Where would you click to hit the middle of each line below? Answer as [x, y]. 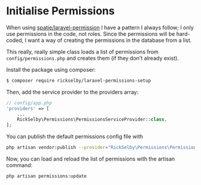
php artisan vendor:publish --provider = [57, 147]
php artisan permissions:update [46, 176]
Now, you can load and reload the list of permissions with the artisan [91, 159]
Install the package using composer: [51, 69]
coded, [15, 40]
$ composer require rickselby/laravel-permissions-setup [79, 81]
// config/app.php [29, 103]
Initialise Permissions [60, 11]
